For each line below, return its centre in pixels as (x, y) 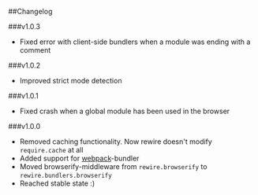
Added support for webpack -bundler (79, 158)
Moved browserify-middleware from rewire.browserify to (113, 167)
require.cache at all (51, 150)
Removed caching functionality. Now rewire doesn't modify (116, 142)
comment (35, 50)
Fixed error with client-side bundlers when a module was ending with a (135, 42)
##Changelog (30, 11)
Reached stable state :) (57, 183)
